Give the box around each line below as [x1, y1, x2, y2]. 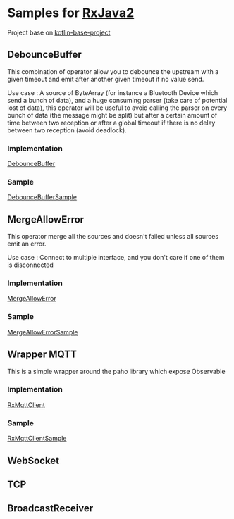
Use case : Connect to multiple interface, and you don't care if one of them [7, 254, 225, 262]
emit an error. [7, 239, 47, 248]
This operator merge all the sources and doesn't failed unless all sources [7, 232, 219, 241]
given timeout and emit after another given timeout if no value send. [7, 75, 204, 83]
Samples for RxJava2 [7, 5, 135, 21]
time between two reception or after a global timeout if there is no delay [7, 118, 216, 127]
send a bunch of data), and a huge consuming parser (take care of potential [7, 96, 228, 104]
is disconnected [7, 261, 54, 269]
